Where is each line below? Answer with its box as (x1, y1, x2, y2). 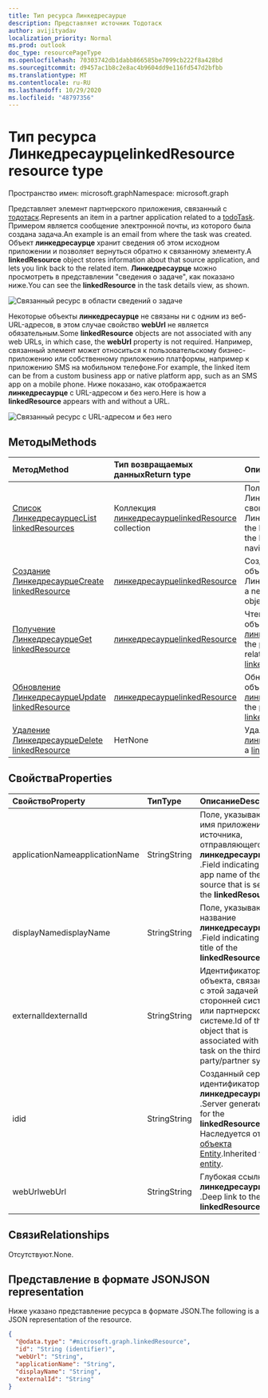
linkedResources (12, 523, 75, 533)
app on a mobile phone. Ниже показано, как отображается (8, 379, 207, 389)
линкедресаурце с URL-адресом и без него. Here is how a (8, 388, 207, 398)
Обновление (12, 682, 61, 692)
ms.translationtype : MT (8, 71, 88, 79)
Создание (12, 566, 51, 576)
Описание (199, 795, 241, 807)
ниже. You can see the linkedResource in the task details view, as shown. (8, 281, 250, 290)
